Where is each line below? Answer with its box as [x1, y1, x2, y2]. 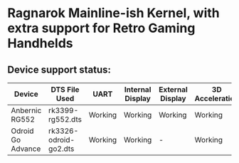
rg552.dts [48, 115, 82, 124]
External [159, 85, 188, 94]
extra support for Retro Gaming [7, 20, 196, 36]
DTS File [51, 85, 80, 94]
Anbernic [11, 105, 42, 115]
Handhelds [7, 36, 73, 51]
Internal [124, 85, 152, 94]
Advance [11, 144, 41, 154]
